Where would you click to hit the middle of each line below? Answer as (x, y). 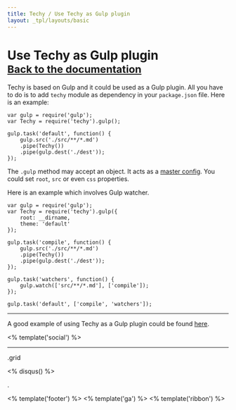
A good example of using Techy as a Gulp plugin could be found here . (108, 324)
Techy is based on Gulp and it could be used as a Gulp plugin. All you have (115, 87)
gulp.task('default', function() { (59, 134)
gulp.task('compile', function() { (59, 243)
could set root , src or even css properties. (68, 179)
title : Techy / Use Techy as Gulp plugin (69, 14)
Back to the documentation (74, 69)
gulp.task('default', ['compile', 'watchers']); (80, 304)
